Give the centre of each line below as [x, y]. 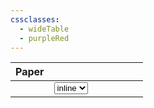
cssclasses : [35, 19]
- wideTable [44, 29]
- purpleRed [44, 38]
